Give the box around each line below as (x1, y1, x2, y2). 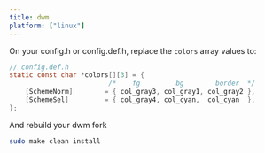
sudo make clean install (9, 136, 101, 146)
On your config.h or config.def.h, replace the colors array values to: (9, 45, 257, 56)
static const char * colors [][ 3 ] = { (9, 71, 144, 80)
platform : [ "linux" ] (9, 21, 86, 30)
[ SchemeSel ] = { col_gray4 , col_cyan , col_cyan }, (25, 96, 255, 104)
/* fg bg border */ (107, 79, 255, 88)
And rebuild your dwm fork (9, 119, 107, 130)
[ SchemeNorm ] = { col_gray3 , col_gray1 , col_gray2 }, (25, 88, 255, 96)
